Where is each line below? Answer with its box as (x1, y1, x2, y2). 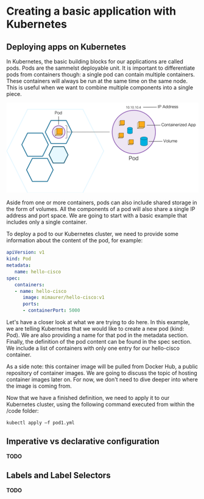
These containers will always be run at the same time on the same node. (6, 78, 188, 84)
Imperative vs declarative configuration (6, 436, 160, 447)
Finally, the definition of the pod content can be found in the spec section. (6, 338, 192, 345)
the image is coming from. (6, 382, 72, 390)
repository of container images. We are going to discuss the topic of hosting (6, 369, 197, 377)
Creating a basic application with (6, 4, 177, 18)
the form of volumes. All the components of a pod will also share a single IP (6, 205, 195, 213)
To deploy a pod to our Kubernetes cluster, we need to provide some (6, 231, 178, 238)
